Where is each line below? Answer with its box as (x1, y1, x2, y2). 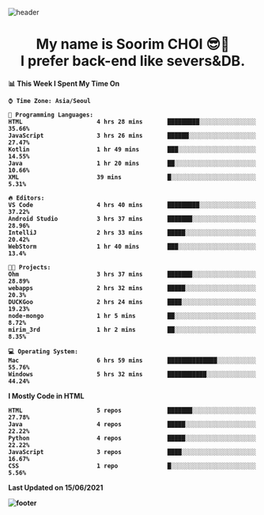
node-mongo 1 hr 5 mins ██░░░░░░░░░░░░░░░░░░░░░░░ (8, 311, 257, 320)
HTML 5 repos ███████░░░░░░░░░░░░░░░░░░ (8, 406, 257, 414)
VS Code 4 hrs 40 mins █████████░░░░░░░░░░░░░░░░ (8, 200, 257, 209)
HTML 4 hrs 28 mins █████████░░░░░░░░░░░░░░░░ (8, 117, 257, 126)
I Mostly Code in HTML (8, 391, 85, 400)
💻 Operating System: (8, 347, 79, 356)
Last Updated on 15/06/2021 (8, 483, 104, 492)
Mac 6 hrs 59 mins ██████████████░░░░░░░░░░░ (8, 357, 257, 364)
